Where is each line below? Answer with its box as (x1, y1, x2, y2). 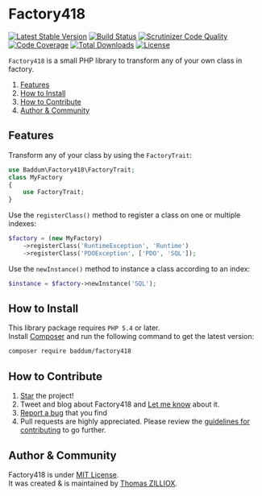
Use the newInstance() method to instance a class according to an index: (8, 263, 251, 274)
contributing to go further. (19, 425, 106, 435)
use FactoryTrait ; (23, 188, 85, 196)
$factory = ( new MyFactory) (8, 234, 103, 242)
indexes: (8, 219, 36, 229)
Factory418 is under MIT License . (8, 469, 119, 479)
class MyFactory (8, 173, 63, 181)
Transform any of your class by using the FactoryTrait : (8, 150, 192, 159)
